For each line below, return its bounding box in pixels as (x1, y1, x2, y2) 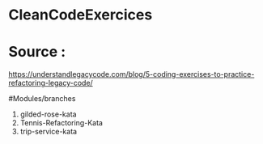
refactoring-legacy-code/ (8, 78, 93, 88)
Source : (8, 43, 66, 61)
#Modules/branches (8, 94, 76, 104)
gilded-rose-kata (19, 109, 77, 119)
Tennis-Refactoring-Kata (19, 118, 104, 128)
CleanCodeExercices (8, 6, 153, 24)
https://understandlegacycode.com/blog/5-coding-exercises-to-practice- (8, 70, 255, 79)
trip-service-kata (19, 127, 78, 137)
